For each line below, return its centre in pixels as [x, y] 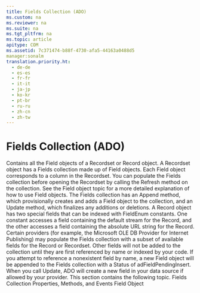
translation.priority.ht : [38, 61]
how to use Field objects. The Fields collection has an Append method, [93, 195]
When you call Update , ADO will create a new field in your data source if [95, 271]
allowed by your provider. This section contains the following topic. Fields [96, 277]
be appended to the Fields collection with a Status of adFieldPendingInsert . [99, 265]
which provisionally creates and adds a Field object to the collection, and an [99, 201]
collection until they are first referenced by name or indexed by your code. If [100, 252]
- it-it [21, 84]
